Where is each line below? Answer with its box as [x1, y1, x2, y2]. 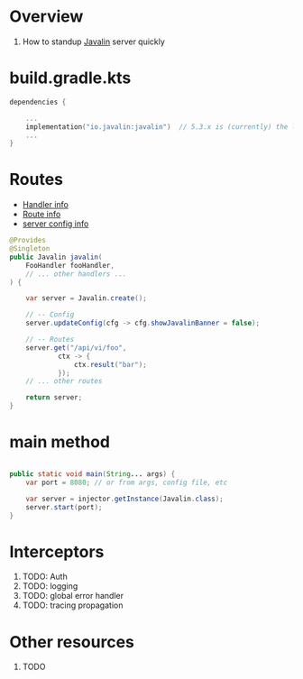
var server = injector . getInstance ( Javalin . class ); [25, 494, 224, 503]
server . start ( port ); [25, 502, 103, 511]
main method [9, 432, 111, 453]
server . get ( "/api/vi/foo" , [25, 343, 127, 353]
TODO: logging [22, 581, 78, 592]
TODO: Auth [22, 571, 68, 583]
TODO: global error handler [22, 591, 124, 601]
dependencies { [9, 97, 67, 106]
